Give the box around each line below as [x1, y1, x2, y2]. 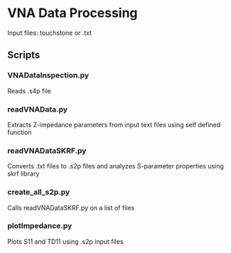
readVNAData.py [7, 104, 68, 114]
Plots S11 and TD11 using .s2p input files [7, 237, 124, 246]
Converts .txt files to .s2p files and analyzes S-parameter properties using [7, 162, 224, 171]
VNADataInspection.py [7, 70, 90, 80]
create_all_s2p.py [7, 187, 70, 197]
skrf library [7, 169, 40, 178]
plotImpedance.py [7, 221, 72, 231]
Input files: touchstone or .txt [7, 28, 92, 37]
